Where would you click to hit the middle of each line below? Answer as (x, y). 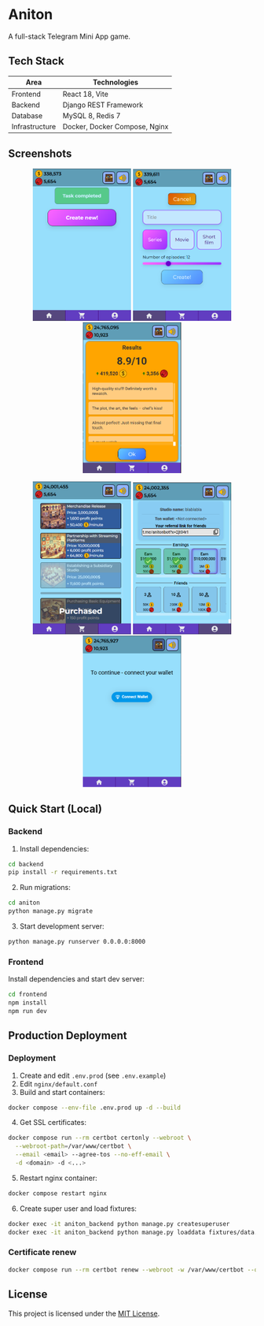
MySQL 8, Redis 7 (92, 115)
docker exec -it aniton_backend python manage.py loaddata (107, 1232)
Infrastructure (34, 127)
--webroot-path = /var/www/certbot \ (73, 1146)
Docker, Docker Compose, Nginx (115, 127)
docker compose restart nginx (58, 1193)
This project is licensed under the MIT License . (84, 1313)
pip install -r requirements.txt (63, 873)
